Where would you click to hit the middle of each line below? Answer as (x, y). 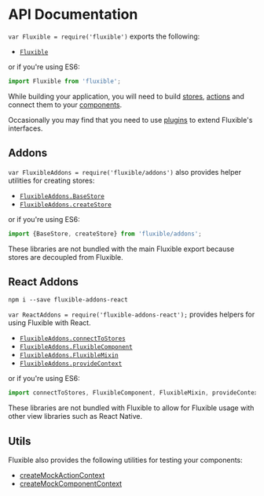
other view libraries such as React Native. (75, 416)
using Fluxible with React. (50, 323)
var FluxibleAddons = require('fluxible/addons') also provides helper (125, 172)
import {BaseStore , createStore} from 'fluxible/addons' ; (105, 234)
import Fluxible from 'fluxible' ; (65, 81)
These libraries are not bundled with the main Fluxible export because (121, 249)
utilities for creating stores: (51, 180)
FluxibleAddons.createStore (65, 205)
